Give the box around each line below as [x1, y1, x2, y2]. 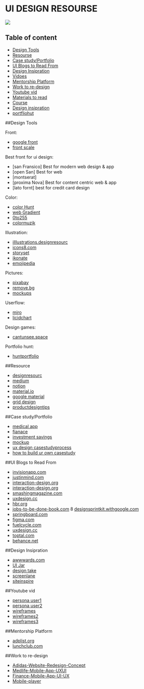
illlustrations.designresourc [12, 239, 68, 245]
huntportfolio [12, 353, 39, 359]
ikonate [12, 255, 28, 261]
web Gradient [12, 209, 41, 215]
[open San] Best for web [12, 169, 63, 174]
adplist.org [12, 637, 35, 644]
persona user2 [12, 603, 43, 608]
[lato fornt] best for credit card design [12, 184, 90, 190]
